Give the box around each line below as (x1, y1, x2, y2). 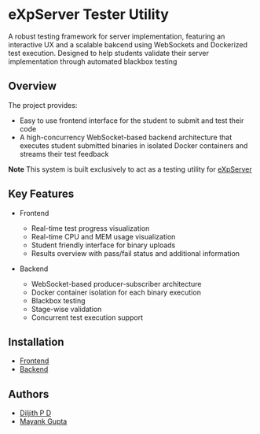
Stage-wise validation (31, 304, 102, 313)
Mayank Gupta (19, 417, 68, 426)
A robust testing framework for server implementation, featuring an (8, 32, 225, 41)
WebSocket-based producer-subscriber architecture (31, 279, 202, 288)
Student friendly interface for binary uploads (31, 240, 176, 250)
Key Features (8, 187, 75, 201)
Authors (8, 388, 49, 401)
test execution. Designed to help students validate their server (8, 48, 210, 57)
